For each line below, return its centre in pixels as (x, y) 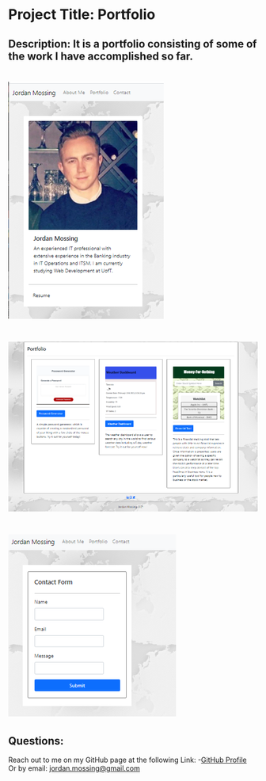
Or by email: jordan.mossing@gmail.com (74, 768)
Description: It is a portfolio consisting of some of (133, 44)
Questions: (36, 741)
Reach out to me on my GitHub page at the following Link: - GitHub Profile (127, 760)
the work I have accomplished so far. (101, 56)
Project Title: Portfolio (82, 15)
